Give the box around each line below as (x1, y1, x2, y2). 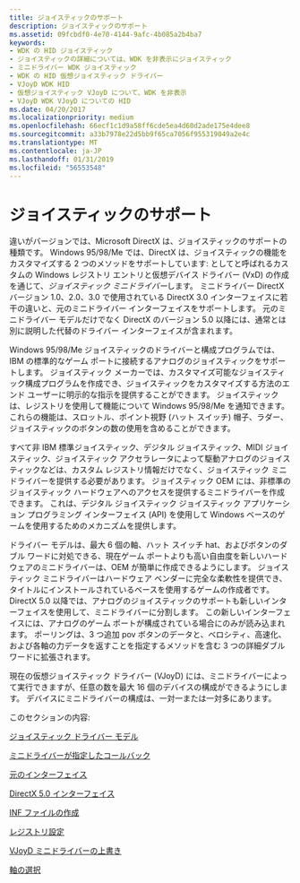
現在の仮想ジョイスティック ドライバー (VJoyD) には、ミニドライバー (9, 671, 264, 681)
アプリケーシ (243, 498, 291, 509)
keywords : (9, 38, 47, 48)
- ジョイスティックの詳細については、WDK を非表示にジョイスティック (9, 55, 232, 64)
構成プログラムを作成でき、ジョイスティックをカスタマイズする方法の (24, 378, 282, 389)
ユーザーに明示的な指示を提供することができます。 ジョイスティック (26, 389, 279, 400)
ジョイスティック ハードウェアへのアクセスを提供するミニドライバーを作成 (9, 487, 285, 498)
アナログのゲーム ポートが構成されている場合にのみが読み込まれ (47, 618, 286, 628)
